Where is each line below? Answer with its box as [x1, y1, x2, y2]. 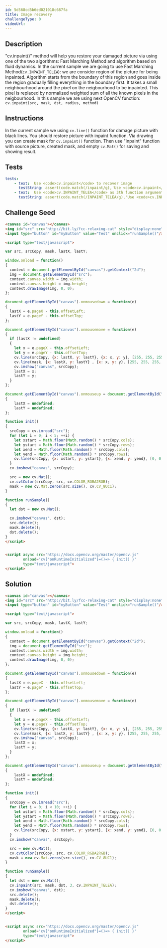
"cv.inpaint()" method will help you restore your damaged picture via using [5, 53, 158, 59]
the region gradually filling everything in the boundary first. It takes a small [5, 79, 158, 85]
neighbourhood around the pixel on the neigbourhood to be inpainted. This [5, 85, 158, 91]
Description [5, 39, 42, 48]
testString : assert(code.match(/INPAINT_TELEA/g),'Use [18, 195, 135, 200]
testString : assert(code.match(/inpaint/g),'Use [18, 186, 121, 190]
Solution [5, 580, 32, 588]
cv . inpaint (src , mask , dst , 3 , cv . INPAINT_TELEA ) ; [9, 883, 117, 888]
